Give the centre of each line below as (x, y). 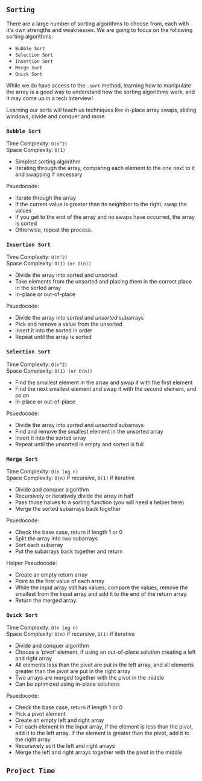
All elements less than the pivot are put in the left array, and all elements (104, 665)
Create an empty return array (51, 575)
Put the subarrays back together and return (69, 551)
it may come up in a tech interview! (50, 98)
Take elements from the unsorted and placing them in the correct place (103, 282)
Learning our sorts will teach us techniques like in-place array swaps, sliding (101, 110)
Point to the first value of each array (60, 581)
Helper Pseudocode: (32, 563)
